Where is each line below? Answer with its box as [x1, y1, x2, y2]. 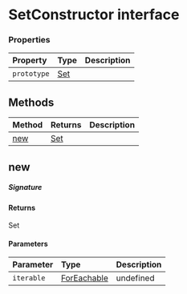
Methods [8, 95, 55, 109]
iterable [12, 274, 46, 283]
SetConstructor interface [8, 6, 180, 24]
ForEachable [60, 272, 108, 284]
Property [12, 54, 47, 66]
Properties [8, 34, 51, 46]
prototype [12, 70, 50, 79]
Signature [8, 183, 43, 192]
